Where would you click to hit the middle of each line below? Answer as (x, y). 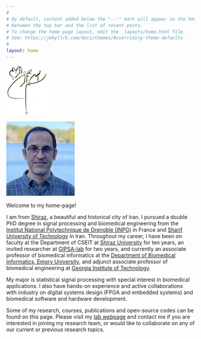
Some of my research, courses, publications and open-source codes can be (100, 310)
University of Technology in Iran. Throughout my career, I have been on (94, 236)
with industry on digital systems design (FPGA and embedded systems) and (100, 292)
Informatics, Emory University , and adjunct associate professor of (87, 262)
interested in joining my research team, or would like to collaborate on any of (100, 323)
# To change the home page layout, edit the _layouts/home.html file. (96, 32)
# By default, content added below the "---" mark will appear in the (96, 19)
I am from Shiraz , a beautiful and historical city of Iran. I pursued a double (97, 217)
